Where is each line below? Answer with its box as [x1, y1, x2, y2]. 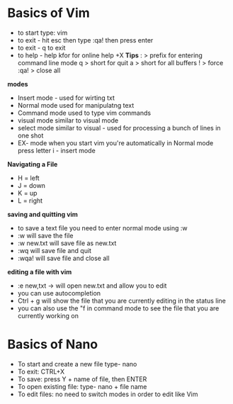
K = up [17, 189, 38, 197]
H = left [17, 174, 40, 182]
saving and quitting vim [7, 210, 78, 218]
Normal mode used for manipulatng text [17, 101, 135, 109]
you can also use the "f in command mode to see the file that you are [17, 303, 220, 313]
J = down [17, 181, 46, 189]
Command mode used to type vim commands [17, 108, 151, 117]
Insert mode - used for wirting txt [17, 94, 115, 102]
